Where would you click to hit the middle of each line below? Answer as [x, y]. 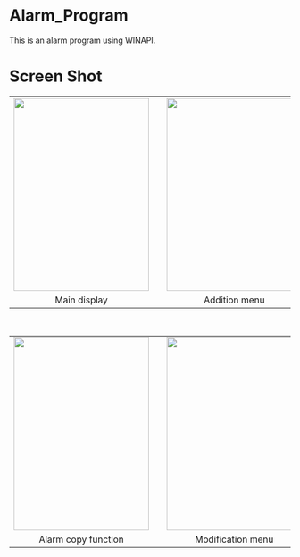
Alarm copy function [82, 539]
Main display [82, 300]
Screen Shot [56, 76]
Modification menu [234, 539]
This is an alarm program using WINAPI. [83, 40]
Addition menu [234, 300]
